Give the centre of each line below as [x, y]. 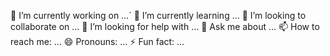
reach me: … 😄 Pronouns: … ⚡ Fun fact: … [97, 41]
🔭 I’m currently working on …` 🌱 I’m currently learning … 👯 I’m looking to [158, 15]
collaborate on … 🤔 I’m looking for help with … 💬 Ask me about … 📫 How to [165, 26]
